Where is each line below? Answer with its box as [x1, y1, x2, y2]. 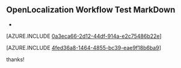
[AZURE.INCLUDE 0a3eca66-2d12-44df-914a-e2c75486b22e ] [6, 32, 162, 40]
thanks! [6, 55, 25, 63]
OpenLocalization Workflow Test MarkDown [6, 5, 176, 15]
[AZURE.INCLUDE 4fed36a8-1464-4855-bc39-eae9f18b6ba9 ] [6, 44, 161, 51]
